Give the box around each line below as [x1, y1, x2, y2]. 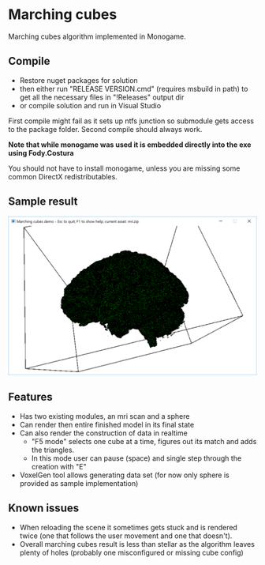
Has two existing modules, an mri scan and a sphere [19, 411, 190, 420]
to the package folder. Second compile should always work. [8, 124, 203, 134]
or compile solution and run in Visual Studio [19, 100, 162, 110]
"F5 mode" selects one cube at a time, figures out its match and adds [31, 436, 257, 446]
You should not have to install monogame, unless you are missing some [8, 164, 241, 173]
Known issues [8, 502, 80, 515]
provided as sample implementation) [19, 478, 139, 488]
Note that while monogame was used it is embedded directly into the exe [8, 140, 252, 149]
